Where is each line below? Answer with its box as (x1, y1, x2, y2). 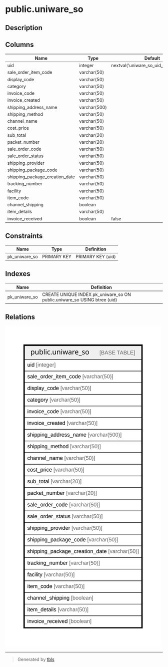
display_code (7, 76, 34, 82)
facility (7, 188, 21, 194)
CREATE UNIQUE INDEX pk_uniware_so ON (42, 291, 131, 297)
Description (5, 24, 42, 32)
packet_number (7, 139, 40, 145)
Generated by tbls (17, 656, 55, 662)
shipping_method (7, 111, 43, 117)
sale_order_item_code (7, 69, 52, 76)
